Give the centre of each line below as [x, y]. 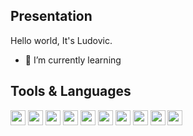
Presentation [51, 16]
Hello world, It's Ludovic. [61, 40]
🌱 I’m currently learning [73, 60]
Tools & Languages [71, 91]
